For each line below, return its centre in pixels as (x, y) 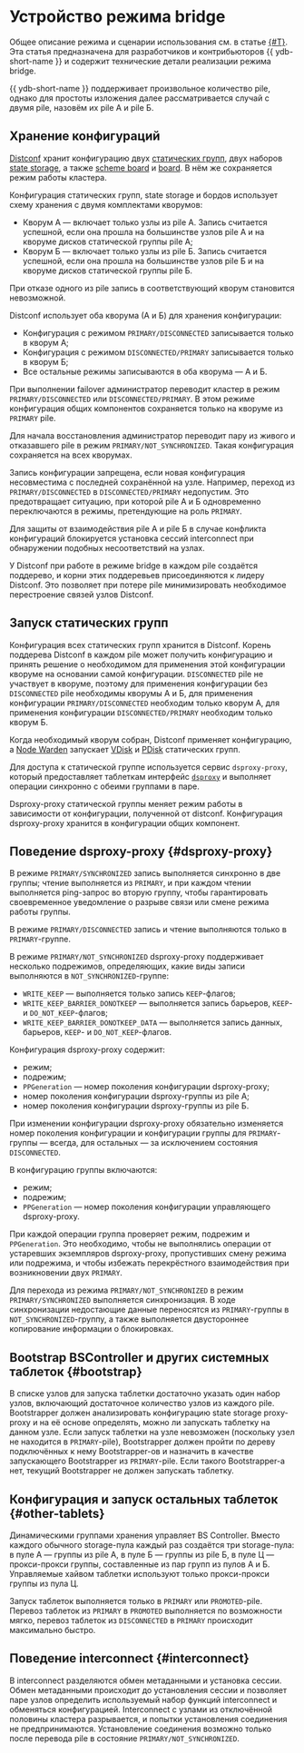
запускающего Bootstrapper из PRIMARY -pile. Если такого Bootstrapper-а (147, 1461)
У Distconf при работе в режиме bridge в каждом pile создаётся (134, 566)
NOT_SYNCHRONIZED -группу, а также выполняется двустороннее (129, 1319)
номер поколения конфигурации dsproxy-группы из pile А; (136, 1097)
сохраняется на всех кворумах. (71, 455)
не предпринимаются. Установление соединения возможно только (141, 1728)
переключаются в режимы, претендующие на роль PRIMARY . (126, 511)
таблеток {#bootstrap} (76, 1371)
